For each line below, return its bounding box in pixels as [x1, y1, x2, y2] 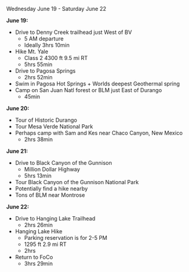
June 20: [6, 105, 30, 111]
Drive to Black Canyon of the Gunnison [15, 159, 112, 166]
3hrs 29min [24, 260, 53, 267]
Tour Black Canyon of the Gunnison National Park [15, 179, 139, 185]
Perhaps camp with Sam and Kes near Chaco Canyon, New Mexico [15, 130, 183, 136]
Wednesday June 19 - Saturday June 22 [6, 5, 107, 12]
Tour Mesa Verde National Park [15, 123, 93, 130]
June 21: [6, 148, 28, 154]
